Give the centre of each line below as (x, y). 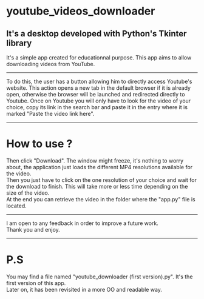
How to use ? (39, 144)
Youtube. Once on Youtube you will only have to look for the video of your (99, 101)
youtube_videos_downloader (81, 11)
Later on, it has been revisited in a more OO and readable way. (84, 289)
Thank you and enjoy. (33, 229)
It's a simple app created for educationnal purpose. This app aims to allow (99, 58)
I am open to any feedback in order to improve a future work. (83, 223)
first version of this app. (36, 283)
